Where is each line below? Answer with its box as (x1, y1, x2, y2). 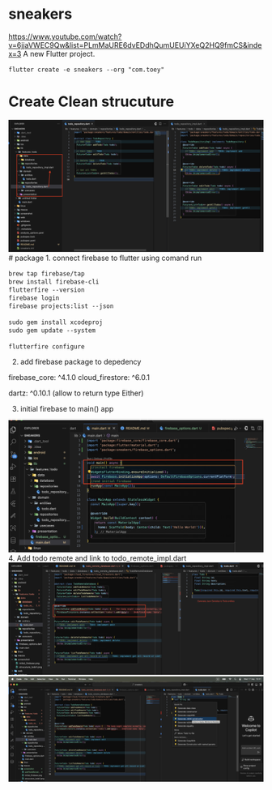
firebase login (8, 293, 60, 302)
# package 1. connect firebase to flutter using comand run (8, 253, 202, 263)
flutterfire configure (8, 342, 85, 351)
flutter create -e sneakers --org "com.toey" (8, 66, 164, 74)
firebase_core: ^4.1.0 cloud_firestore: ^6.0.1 (8, 372, 151, 382)
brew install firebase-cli (8, 277, 100, 286)
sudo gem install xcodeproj (8, 318, 104, 327)
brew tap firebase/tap (8, 269, 85, 278)
